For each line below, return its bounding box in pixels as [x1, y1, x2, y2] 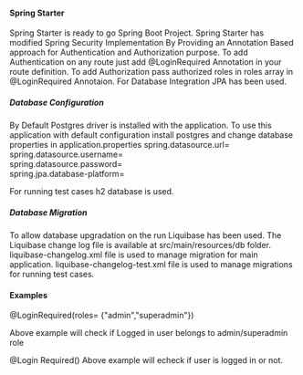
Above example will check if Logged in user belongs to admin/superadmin [9, 328, 288, 339]
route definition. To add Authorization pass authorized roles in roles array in [9, 67, 294, 78]
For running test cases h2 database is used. [9, 186, 174, 197]
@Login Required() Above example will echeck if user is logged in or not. [9, 355, 284, 366]
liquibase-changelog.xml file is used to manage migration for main [9, 249, 258, 260]
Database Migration [9, 206, 88, 218]
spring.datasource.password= [9, 159, 123, 170]
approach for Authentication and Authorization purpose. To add [9, 47, 248, 58]
